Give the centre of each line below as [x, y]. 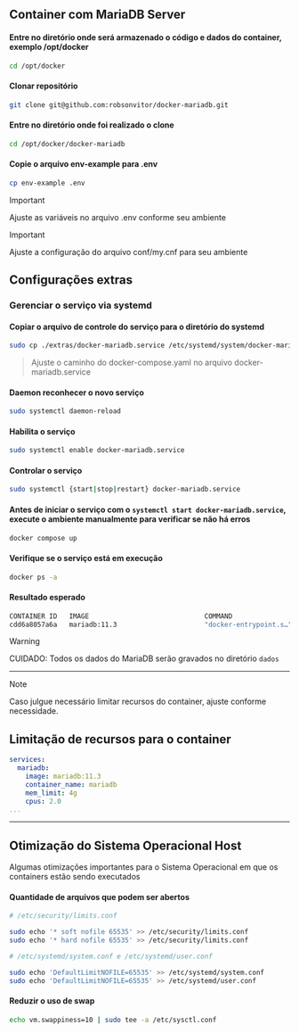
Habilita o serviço [42, 431]
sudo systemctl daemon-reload [65, 411]
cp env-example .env [48, 183]
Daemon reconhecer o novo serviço [77, 393]
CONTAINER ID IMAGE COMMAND [121, 616]
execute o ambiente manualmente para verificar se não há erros [130, 519]
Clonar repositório [44, 86]
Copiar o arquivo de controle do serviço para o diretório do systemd [137, 326]
